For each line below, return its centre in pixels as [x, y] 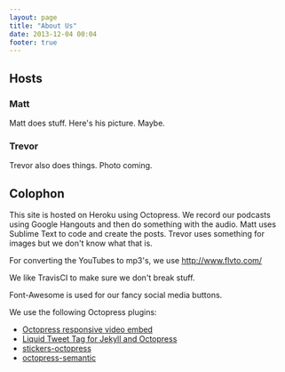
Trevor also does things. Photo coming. [81, 166]
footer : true [33, 42]
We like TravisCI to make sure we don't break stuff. [102, 278]
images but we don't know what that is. [81, 243]
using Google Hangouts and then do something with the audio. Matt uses [143, 224]
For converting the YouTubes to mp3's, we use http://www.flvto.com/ [136, 261]
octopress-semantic [59, 358]
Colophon [37, 194]
